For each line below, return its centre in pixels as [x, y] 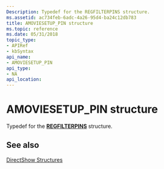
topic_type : [21, 40]
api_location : [24, 79]
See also [23, 145]
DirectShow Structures [34, 160]
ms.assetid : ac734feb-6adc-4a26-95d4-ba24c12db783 [71, 18]
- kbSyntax [20, 51]
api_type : [19, 68]
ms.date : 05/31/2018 [32, 35]
